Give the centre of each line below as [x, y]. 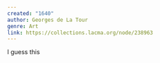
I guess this [24, 52]
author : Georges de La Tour [48, 20]
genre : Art [23, 26]
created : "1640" [30, 13]
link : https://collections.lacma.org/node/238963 [80, 33]
